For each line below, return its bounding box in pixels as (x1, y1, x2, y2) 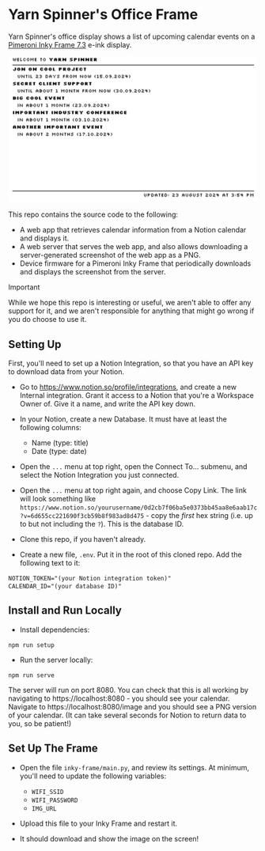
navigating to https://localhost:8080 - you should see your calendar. (8, 694, 231, 703)
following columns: (19, 423, 81, 433)
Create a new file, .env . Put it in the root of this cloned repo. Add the (19, 550, 243, 559)
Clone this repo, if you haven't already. (19, 535, 146, 544)
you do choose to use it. (8, 315, 87, 324)
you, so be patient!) (8, 718, 72, 728)
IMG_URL (31, 804, 57, 812)
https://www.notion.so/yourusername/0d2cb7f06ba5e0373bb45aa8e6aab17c (19, 504, 258, 512)
